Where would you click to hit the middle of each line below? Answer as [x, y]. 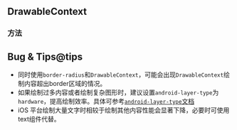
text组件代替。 [39, 119]
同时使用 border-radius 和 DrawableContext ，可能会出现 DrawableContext [121, 75]
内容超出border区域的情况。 [65, 84]
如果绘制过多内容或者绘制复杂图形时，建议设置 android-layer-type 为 [118, 92]
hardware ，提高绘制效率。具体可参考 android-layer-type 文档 [106, 102]
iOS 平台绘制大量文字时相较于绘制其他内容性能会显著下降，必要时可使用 [123, 110]
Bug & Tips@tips [45, 56]
